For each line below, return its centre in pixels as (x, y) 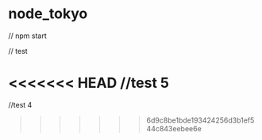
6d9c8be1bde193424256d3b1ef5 (200, 120)
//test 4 (20, 104)
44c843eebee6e (174, 128)
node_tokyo (48, 14)
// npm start (28, 36)
